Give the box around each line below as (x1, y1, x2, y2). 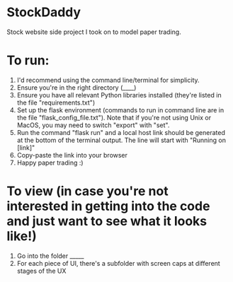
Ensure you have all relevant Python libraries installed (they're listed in (16, 90, 222, 99)
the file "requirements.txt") (16, 98, 96, 107)
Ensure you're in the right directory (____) (16, 83, 137, 92)
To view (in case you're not (6, 183, 169, 199)
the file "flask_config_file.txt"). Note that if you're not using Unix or (16, 113, 212, 122)
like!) (6, 228, 37, 245)
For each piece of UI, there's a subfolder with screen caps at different (16, 259, 220, 267)
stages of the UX (16, 266, 67, 275)
